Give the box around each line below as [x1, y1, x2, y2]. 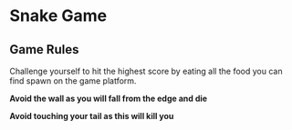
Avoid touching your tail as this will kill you [9, 111, 174, 121]
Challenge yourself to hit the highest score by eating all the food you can [9, 65, 283, 76]
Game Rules [9, 42, 79, 57]
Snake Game [9, 5, 108, 26]
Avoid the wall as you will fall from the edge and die [9, 93, 208, 104]
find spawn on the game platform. [9, 75, 137, 86]
